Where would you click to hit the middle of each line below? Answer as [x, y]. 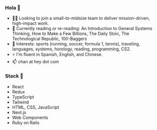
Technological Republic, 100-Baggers [49, 39]
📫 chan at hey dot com [35, 62]
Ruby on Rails [26, 122]
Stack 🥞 [14, 76]
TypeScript [23, 97]
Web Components [30, 117]
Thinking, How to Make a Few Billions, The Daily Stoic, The [71, 34]
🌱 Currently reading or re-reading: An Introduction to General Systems [82, 29]
